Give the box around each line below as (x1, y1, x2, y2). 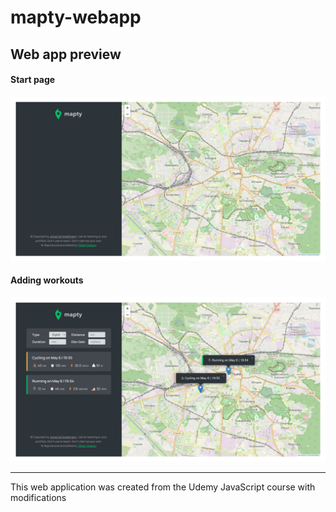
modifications (10, 491, 67, 503)
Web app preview (10, 46, 122, 63)
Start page (10, 74, 56, 86)
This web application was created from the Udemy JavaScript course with (10, 481, 316, 493)
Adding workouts (10, 274, 84, 286)
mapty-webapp (10, 6, 142, 29)
